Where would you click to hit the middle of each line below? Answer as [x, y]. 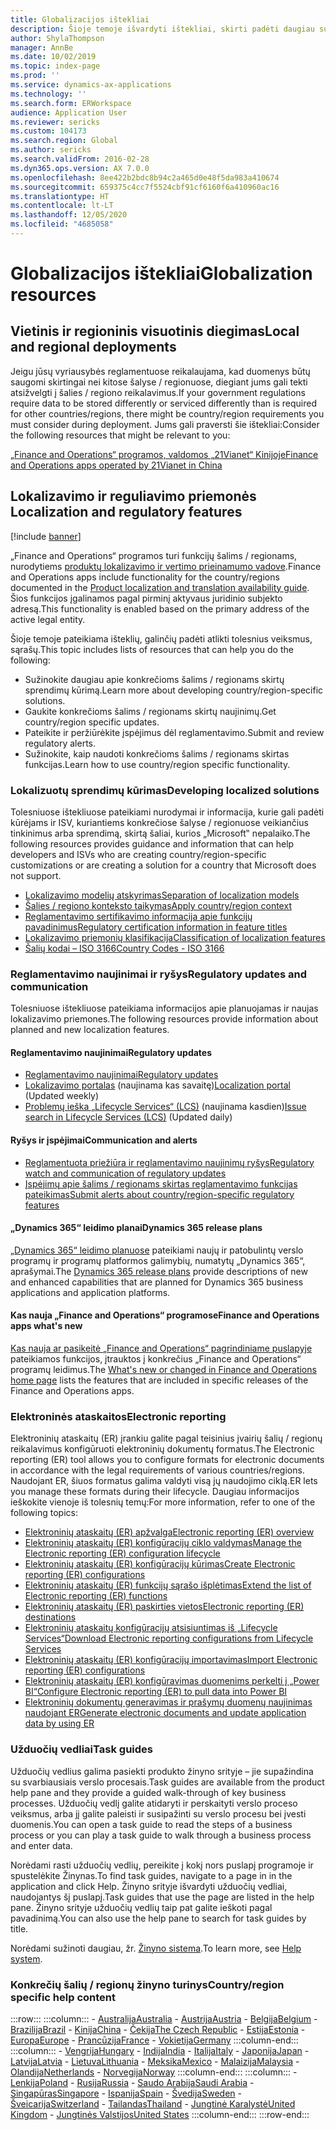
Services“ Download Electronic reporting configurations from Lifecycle [169, 1638]
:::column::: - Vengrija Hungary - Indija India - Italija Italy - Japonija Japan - [160, 2050]
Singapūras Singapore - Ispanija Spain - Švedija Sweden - [126, 2093]
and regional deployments [93, 347]
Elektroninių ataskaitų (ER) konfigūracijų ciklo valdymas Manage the [163, 1543]
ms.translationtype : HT [60, 196]
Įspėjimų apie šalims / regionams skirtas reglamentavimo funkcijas [161, 1183]
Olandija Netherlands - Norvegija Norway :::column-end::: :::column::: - [154, 2072]
